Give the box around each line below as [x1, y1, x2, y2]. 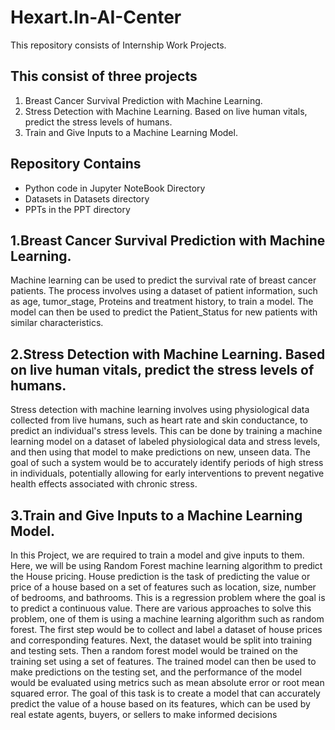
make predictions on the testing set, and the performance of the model [10, 666, 302, 678]
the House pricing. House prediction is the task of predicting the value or [10, 571, 311, 582]
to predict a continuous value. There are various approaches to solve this [10, 602, 312, 614]
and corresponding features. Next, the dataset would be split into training [10, 634, 313, 646]
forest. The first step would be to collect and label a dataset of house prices [10, 624, 323, 635]
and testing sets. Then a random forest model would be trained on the [10, 645, 298, 656]
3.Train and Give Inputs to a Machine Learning [10, 507, 303, 524]
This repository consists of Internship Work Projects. [10, 39, 227, 51]
